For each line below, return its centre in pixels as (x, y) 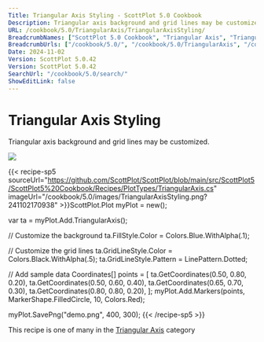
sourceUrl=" (28, 180)
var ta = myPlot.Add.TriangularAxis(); (68, 220)
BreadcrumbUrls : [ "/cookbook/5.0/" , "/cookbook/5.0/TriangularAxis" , (125, 45)
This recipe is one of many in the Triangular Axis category (102, 330)
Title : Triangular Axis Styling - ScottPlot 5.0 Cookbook (105, 15)
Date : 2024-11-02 (37, 52)
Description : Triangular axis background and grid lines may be (115, 23)
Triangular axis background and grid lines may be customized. (109, 142)
